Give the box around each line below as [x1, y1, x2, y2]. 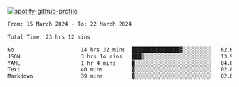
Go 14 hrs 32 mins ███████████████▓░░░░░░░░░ [7, 46, 212, 53]
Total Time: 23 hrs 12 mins [7, 33, 91, 41]
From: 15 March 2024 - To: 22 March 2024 [7, 21, 132, 28]
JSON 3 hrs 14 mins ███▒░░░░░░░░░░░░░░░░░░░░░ [7, 53, 212, 60]
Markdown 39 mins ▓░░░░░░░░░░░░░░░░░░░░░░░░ [7, 73, 212, 80]
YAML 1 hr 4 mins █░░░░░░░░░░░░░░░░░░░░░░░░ [7, 59, 212, 67]
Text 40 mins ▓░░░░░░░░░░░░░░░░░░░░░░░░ [7, 66, 212, 73]
